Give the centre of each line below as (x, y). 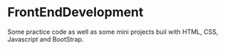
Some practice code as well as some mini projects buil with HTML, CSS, (113, 32)
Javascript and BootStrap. (46, 39)
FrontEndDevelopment (75, 12)
